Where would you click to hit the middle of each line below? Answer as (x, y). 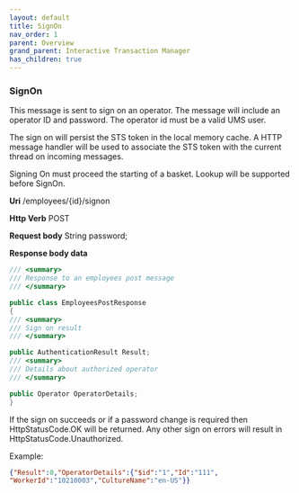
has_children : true (46, 59)
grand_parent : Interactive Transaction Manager (100, 51)
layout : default (40, 18)
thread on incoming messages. (66, 157)
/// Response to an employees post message (92, 278)
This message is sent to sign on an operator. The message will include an (145, 111)
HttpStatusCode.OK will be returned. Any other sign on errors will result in (146, 429)
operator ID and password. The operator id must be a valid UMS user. (138, 120)
